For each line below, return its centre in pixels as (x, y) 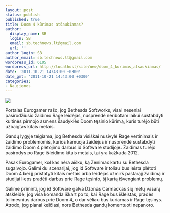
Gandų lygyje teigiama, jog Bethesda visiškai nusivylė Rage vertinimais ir (82, 136)
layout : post (19, 10)
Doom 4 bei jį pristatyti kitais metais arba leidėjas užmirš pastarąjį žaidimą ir (85, 173)
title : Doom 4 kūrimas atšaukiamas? (44, 24)
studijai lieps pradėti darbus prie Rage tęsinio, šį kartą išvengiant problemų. (84, 179)
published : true (22, 19)
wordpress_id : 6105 (26, 62)
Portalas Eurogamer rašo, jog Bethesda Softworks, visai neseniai (73, 110)
